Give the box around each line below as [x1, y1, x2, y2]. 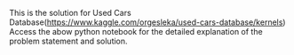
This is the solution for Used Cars [9, 8, 131, 18]
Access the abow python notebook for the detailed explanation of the [9, 27, 264, 36]
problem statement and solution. [9, 35, 128, 46]
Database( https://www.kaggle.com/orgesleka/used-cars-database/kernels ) [9, 17, 286, 27]
